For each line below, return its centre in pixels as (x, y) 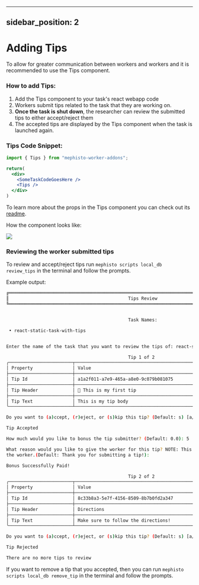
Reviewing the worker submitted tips (60, 251)
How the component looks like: (44, 225)
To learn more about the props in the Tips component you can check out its (98, 207)
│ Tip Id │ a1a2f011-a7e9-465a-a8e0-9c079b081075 (90, 380)
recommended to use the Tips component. (58, 70)
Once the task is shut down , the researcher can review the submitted (100, 111)
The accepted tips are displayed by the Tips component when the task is (103, 124)
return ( (16, 168)
